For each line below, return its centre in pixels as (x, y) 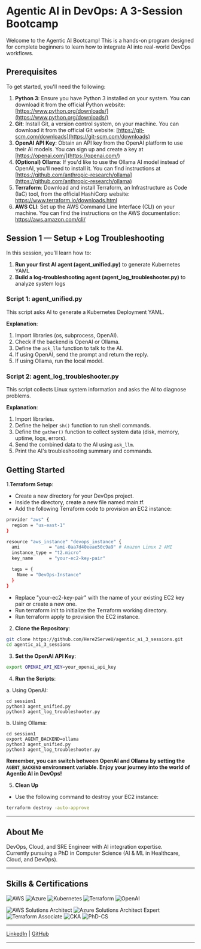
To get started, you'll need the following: (56, 86)
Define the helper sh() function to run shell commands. (83, 426)
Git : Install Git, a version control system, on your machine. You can (97, 124)
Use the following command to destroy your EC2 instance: (87, 797)
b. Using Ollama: (27, 723)
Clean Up (27, 785)
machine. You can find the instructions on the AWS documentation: (98, 213)
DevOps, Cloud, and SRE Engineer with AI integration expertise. (84, 846)
